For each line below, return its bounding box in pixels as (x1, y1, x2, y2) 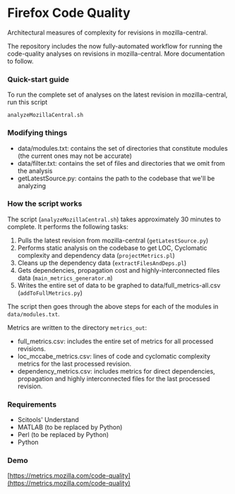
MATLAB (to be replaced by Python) (17, 423, 123, 431)
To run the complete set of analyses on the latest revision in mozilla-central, (7, 90, 228, 99)
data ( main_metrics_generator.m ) (17, 273, 113, 282)
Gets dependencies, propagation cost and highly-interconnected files (17, 266, 220, 274)
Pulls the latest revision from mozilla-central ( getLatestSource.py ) (17, 236, 209, 245)
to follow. (7, 56, 34, 65)
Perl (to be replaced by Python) (17, 431, 109, 439)
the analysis (17, 166, 53, 175)
